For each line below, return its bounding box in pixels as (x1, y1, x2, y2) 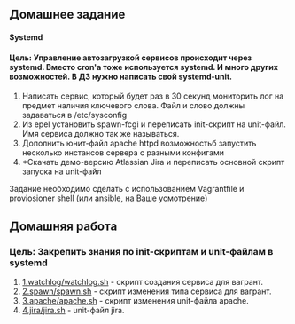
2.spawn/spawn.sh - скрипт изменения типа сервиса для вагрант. (21, 286, 272, 296)
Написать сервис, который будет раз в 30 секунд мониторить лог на (21, 91, 284, 101)
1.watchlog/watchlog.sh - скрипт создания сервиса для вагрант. (21, 276, 264, 287)
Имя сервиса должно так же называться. (21, 129, 180, 139)
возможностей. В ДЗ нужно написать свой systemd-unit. (9, 71, 233, 82)
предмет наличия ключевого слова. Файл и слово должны (21, 100, 245, 111)
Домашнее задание (9, 7, 126, 22)
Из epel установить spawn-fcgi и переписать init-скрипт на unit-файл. (21, 119, 286, 130)
